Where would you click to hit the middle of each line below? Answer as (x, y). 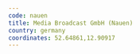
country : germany (37, 30)
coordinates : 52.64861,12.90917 (62, 38)
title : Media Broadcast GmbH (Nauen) (71, 23)
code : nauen (28, 15)
